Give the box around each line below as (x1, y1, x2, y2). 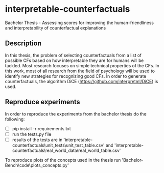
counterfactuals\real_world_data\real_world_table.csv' (12, 147, 121, 153)
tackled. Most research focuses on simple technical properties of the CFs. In (5, 62, 160, 68)
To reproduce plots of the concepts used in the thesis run (5, 157, 121, 163)
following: (5, 116, 25, 122)
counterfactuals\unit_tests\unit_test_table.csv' (12, 142, 105, 148)
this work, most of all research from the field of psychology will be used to (5, 68, 155, 74)
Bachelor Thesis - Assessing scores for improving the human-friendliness (5, 20, 154, 26)
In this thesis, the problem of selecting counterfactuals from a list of (5, 52, 142, 58)
